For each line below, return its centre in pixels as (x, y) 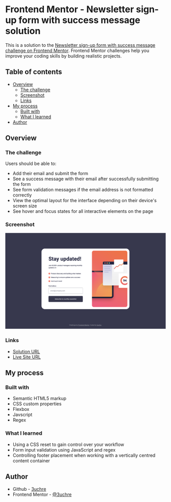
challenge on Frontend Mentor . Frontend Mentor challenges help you (77, 50)
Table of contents (34, 72)
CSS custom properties (37, 404)
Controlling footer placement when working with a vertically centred (84, 455)
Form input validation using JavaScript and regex (64, 450)
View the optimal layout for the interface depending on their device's (84, 201)
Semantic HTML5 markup (39, 399)
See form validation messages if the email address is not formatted (83, 190)
